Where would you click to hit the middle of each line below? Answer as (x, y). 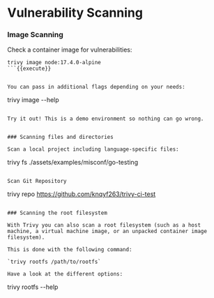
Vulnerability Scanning (75, 13)
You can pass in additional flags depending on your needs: (97, 87)
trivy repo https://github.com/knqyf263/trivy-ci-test (82, 194)
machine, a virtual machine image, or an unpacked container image (107, 232)
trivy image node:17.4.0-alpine (54, 63)
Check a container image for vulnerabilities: (70, 50)
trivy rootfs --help (33, 287)
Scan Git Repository (37, 181)
